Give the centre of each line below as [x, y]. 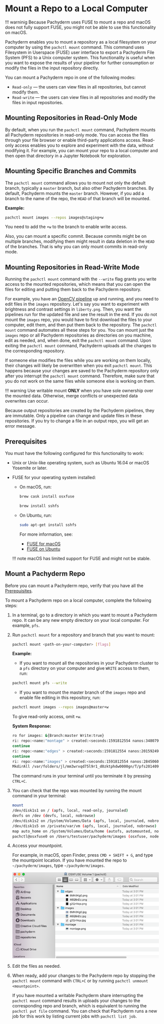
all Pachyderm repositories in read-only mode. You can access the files [77, 135]
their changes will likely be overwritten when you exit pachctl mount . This [79, 365]
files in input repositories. [38, 102]
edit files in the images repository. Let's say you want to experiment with [77, 304]
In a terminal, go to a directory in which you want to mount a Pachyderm [85, 615]
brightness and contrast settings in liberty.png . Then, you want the [73, 309]
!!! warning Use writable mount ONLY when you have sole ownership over [79, 391]
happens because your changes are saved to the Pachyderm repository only [82, 371]
